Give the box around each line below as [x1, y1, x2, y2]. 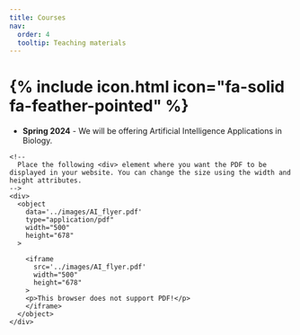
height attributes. [9, 176, 83, 185]
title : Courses [9, 13, 66, 22]
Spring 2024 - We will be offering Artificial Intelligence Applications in [22, 126, 283, 137]
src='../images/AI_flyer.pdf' [32, 262, 146, 272]
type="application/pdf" [25, 216, 115, 225]
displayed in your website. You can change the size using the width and [9, 168, 292, 178]
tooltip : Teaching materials [17, 38, 127, 48]
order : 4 [17, 30, 50, 39]
